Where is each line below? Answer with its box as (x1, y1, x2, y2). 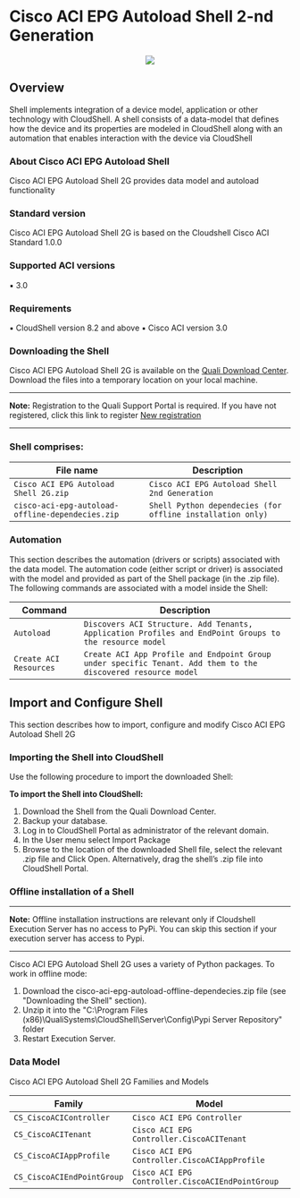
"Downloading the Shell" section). (21, 996, 147, 1006)
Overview (9, 81, 65, 96)
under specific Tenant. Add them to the (83, 658, 258, 668)
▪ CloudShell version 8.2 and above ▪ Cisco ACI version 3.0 (9, 322, 228, 333)
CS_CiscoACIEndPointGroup (13, 1171, 124, 1182)
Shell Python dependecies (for (148, 500, 282, 510)
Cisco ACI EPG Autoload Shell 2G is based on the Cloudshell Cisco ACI (9, 227, 270, 238)
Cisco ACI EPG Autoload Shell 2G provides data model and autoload (9, 175, 259, 186)
